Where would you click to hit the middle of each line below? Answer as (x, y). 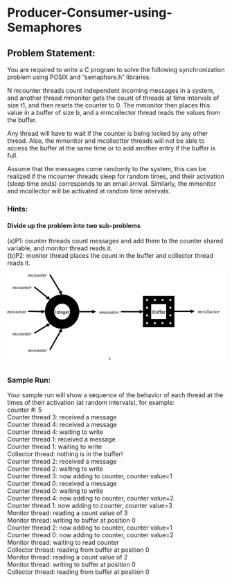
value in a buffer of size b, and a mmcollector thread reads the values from (114, 113)
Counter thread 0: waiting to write (55, 491)
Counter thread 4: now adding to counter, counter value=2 (91, 498)
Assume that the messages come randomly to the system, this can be (107, 169)
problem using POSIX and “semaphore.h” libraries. (79, 77)
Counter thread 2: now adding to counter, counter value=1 (90, 528)
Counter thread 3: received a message (62, 417)
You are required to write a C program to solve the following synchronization (116, 70)
